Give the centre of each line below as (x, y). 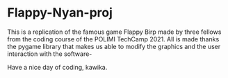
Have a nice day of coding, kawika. (57, 67)
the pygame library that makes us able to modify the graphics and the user (114, 46)
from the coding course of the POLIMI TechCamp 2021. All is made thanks (113, 39)
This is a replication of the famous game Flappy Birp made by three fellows (114, 32)
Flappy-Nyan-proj (60, 13)
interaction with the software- (50, 54)
